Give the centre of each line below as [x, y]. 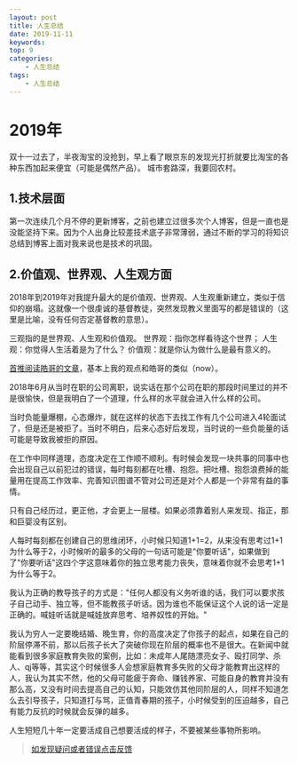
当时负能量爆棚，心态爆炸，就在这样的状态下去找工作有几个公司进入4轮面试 [148, 417]
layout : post [33, 17]
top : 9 [21, 51]
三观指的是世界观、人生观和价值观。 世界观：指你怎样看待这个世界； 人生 [143, 338]
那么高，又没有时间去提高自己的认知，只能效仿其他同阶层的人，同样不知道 [145, 689]
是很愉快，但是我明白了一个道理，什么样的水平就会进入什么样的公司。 [137, 398]
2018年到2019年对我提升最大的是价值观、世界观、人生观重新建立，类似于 [143, 298]
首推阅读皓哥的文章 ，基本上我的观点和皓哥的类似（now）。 [116, 369]
